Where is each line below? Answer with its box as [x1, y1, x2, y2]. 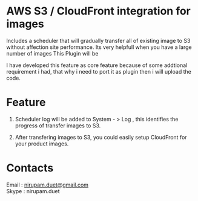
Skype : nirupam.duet [6, 187, 60, 194]
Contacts [6, 161, 54, 175]
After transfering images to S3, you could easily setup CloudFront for [15, 133, 187, 141]
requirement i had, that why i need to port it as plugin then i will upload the [6, 68, 192, 75]
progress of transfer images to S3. [15, 122, 101, 129]
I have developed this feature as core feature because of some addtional [6, 62, 188, 69]
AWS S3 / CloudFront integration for [6, 4, 191, 18]
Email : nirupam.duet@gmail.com [6, 181, 89, 188]
